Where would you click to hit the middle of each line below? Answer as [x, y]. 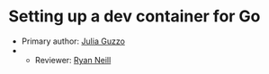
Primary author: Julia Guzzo [73, 41]
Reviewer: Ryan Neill [73, 60]
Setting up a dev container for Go [134, 16]
